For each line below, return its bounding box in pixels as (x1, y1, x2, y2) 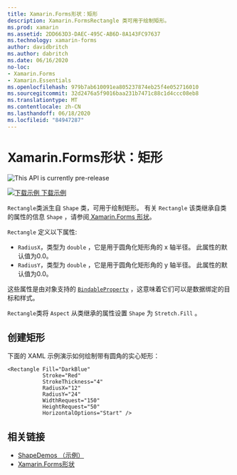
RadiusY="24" (42, 391, 81, 398)
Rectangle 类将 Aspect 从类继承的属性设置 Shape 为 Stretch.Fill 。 (7, 308, 201, 317)
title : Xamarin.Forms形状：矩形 (7, 10, 98, 18)
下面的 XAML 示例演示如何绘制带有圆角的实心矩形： (7, 352, 160, 360)
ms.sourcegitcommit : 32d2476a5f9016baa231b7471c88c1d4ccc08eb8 (7, 90, 199, 97)
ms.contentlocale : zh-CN (7, 103, 81, 111)
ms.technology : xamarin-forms (7, 37, 98, 44)
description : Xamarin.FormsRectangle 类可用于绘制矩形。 (7, 17, 170, 24)
